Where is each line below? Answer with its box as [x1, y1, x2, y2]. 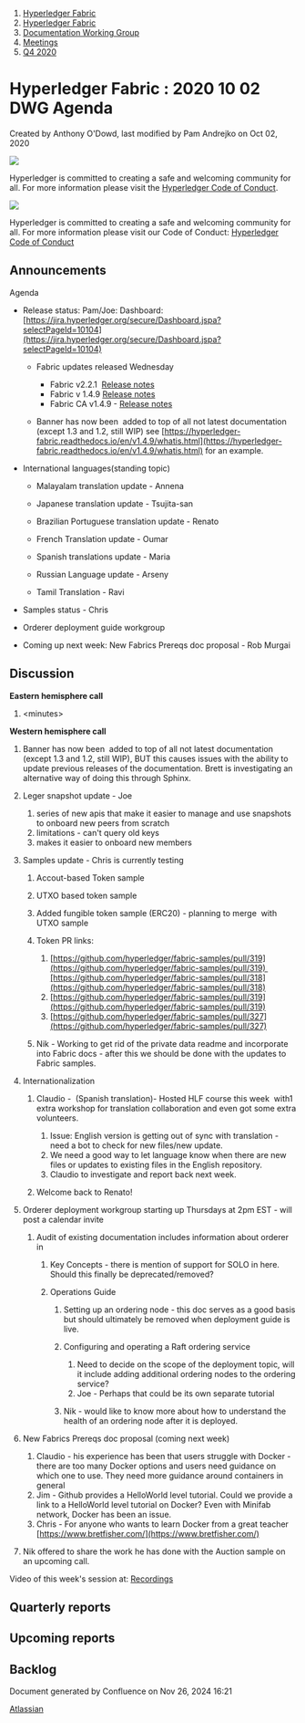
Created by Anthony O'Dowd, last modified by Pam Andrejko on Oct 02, [9, 128, 278, 139]
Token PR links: [36, 935, 94, 945]
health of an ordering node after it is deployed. [63, 1415, 239, 1426]
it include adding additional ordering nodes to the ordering [76, 1368, 296, 1379]
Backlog [9, 1661, 57, 1677]
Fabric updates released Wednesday [36, 360, 175, 372]
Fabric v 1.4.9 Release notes [49, 388, 156, 400]
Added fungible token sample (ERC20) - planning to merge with [36, 907, 278, 918]
